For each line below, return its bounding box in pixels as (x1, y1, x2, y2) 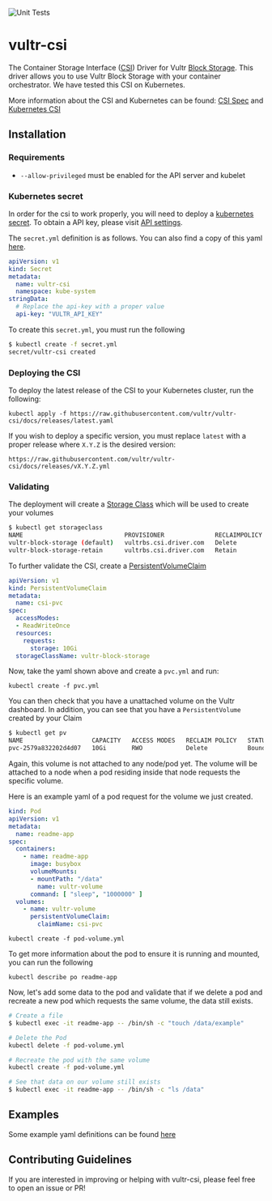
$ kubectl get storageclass (8, 524, 104, 532)
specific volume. (8, 776, 64, 786)
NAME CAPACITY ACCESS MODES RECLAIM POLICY (8, 736, 237, 745)
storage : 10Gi (29, 644, 79, 652)
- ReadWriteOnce (15, 622, 70, 630)
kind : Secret (8, 265, 53, 273)
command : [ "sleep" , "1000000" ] (29, 890, 143, 898)
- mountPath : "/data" (29, 875, 104, 883)
